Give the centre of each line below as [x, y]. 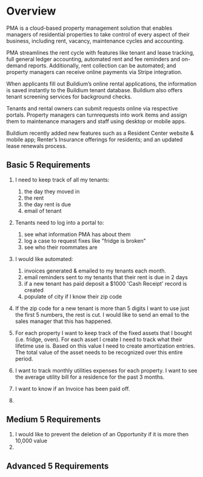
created [34, 290]
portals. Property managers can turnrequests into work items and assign [97, 115]
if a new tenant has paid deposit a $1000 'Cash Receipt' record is [105, 283]
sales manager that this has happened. [63, 321]
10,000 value [31, 441]
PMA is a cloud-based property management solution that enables [89, 28]
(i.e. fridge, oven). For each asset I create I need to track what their [99, 339]
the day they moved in [52, 191]
